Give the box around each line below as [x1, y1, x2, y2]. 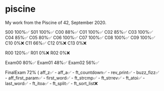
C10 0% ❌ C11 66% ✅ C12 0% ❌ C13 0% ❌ [5, 40, 87, 46]
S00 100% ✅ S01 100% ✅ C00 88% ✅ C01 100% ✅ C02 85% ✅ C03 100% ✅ [5, 29, 153, 35]
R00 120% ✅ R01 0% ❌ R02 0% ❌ [5, 50, 70, 56]
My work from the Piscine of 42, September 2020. [5, 20, 107, 25]
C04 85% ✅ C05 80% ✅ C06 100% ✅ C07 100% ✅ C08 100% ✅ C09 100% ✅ [5, 34, 156, 40]
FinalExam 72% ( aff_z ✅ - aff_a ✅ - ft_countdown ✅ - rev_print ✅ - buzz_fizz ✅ [5, 69, 160, 75]
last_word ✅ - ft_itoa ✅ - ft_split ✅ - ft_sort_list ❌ [5, 80, 98, 86]
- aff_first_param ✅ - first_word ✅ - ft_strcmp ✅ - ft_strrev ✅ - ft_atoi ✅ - [5, 75, 145, 81]
